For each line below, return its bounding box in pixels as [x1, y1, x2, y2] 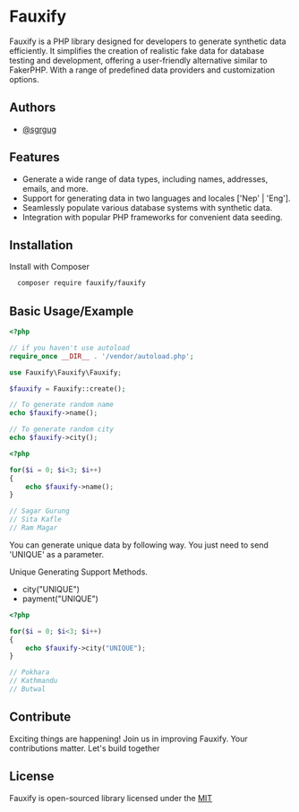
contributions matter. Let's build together [9, 742, 160, 754]
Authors [9, 100, 56, 116]
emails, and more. [21, 183, 89, 194]
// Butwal [9, 685, 47, 694]
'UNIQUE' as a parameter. [9, 549, 105, 559]
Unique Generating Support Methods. [9, 566, 148, 577]
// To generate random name [9, 401, 115, 410]
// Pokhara [9, 668, 50, 678]
